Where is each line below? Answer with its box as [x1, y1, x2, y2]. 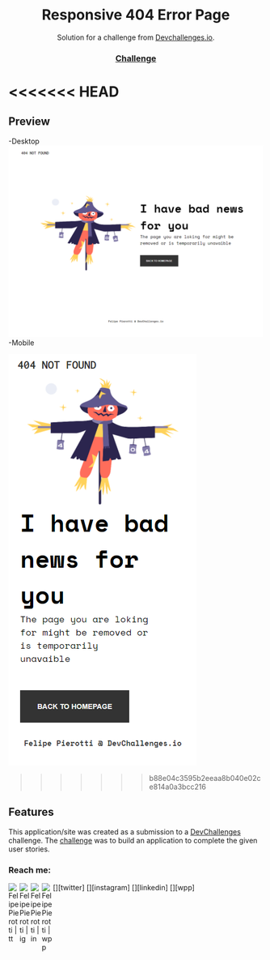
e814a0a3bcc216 [149, 782, 206, 791]
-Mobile [8, 338, 35, 348]
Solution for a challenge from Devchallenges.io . [57, 32, 215, 42]
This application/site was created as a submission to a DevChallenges [8, 826, 241, 836]
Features [8, 805, 54, 819]
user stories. [8, 844, 50, 854]
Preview [8, 115, 51, 129]
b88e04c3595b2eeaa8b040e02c [149, 773, 261, 783]
